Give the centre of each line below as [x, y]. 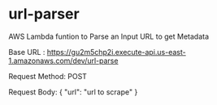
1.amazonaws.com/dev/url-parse [63, 61]
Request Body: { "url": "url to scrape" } [73, 92]
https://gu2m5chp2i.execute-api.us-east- [116, 52]
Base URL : [27, 52]
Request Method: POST [48, 76]
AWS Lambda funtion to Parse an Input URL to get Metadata [109, 36]
